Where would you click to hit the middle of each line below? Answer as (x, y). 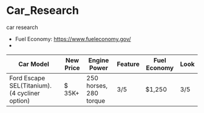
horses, (97, 85)
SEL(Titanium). (31, 85)
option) (20, 100)
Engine (99, 60)
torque (96, 100)
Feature (128, 64)
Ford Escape (27, 78)
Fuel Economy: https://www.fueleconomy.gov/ (73, 39)
